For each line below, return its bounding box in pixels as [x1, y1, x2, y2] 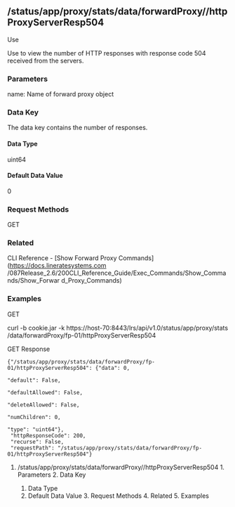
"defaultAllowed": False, [7, 389, 83, 396]
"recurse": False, [10, 438, 65, 445]
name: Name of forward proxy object [7, 90, 114, 98]
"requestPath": [10, 444, 55, 451]
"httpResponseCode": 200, [10, 432, 86, 439]
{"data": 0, [95, 364, 130, 371]
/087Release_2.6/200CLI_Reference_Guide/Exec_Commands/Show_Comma [7, 269, 227, 277]
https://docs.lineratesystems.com [9, 262, 107, 270]
